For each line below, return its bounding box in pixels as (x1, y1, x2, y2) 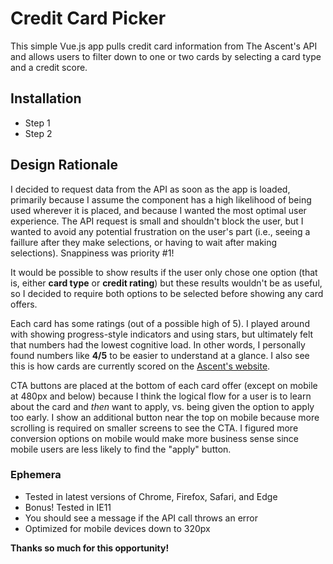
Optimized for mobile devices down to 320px (24, 522, 211, 534)
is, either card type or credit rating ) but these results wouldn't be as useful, (10, 277, 323, 289)
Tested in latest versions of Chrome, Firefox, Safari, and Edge (24, 490, 278, 502)
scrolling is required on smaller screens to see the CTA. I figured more (10, 422, 299, 434)
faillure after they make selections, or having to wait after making (10, 236, 278, 248)
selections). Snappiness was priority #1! (10, 247, 175, 259)
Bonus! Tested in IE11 (24, 501, 112, 513)
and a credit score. (10, 61, 88, 73)
